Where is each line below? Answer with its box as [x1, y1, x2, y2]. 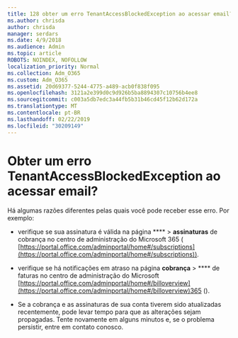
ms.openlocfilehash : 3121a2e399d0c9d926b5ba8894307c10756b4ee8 [7, 89, 198, 96]
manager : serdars [7, 30, 59, 38]
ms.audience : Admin [7, 43, 65, 50]
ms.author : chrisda [7, 17, 65, 24]
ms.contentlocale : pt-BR [7, 109, 81, 116]
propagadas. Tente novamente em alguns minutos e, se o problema [17, 315, 215, 324]
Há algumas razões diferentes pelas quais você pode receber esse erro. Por [7, 206, 230, 215]
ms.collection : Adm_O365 [7, 69, 81, 77]
